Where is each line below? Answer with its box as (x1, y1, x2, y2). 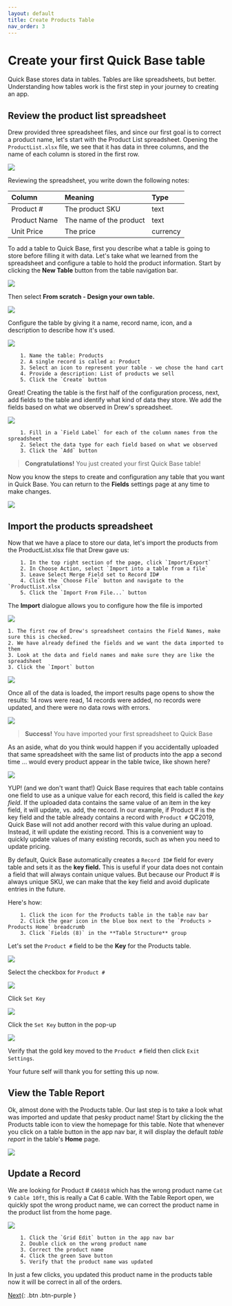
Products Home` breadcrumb (8, 923, 85, 930)
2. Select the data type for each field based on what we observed (20, 441, 218, 448)
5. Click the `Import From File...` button (20, 589, 147, 596)
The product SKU (64, 204, 121, 214)
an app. (8, 90, 30, 98)
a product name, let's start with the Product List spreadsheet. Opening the (8, 136, 219, 144)
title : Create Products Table (8, 17, 95, 23)
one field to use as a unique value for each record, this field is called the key (8, 791, 224, 799)
